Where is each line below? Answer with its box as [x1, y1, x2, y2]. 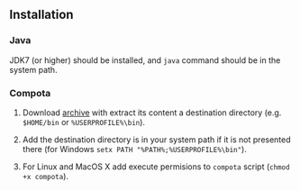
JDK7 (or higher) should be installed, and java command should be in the [9, 54, 281, 66]
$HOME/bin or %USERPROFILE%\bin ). [22, 116, 146, 127]
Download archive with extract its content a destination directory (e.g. [22, 107, 282, 118]
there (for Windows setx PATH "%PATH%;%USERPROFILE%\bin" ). [22, 143, 248, 154]
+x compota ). [22, 170, 69, 181]
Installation [9, 7, 74, 23]
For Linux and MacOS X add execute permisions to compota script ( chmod [22, 161, 290, 172]
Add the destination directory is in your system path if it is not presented [22, 134, 291, 145]
